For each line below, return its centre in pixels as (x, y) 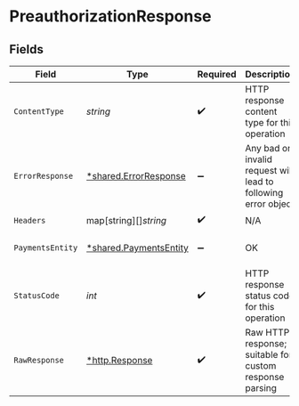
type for (262, 122)
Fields (27, 49)
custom (261, 365)
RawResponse (39, 360)
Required (217, 74)
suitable (262, 355)
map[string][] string (126, 220)
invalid (259, 159)
